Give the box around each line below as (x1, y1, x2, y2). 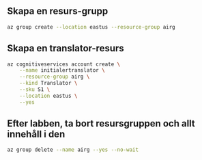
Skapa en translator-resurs (7, 42, 124, 54)
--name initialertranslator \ (19, 67, 106, 74)
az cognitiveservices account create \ (7, 61, 121, 68)
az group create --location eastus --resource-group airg (7, 23, 175, 30)
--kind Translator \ (19, 80, 78, 87)
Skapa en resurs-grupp (7, 5, 109, 17)
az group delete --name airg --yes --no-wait (7, 146, 139, 153)
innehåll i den (7, 129, 66, 140)
